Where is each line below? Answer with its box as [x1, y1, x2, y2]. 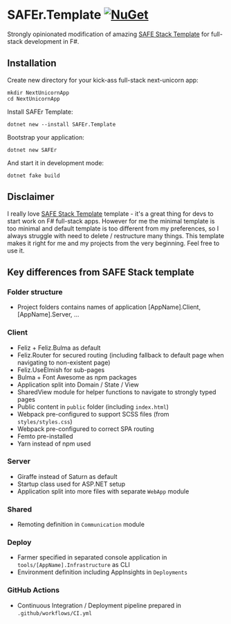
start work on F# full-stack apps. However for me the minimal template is [7, 217, 215, 225]
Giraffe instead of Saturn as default [17, 472, 118, 480]
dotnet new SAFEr [7, 146, 57, 153]
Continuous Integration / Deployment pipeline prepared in [17, 601, 182, 609]
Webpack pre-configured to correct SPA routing [17, 424, 154, 433]
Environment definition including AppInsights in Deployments [17, 568, 188, 576]
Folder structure [7, 287, 63, 296]
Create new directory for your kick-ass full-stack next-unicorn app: [7, 76, 198, 84]
